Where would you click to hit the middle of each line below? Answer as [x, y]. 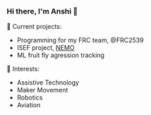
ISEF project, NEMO [46, 48]
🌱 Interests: [23, 69]
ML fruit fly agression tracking [61, 55]
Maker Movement [42, 90]
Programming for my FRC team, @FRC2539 [80, 40]
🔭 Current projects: [34, 27]
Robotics [30, 97]
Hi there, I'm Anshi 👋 [42, 11]
